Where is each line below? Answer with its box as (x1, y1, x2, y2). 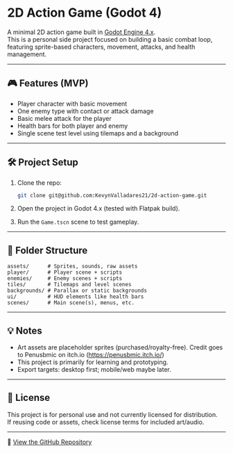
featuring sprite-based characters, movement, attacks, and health (7, 42, 196, 51)
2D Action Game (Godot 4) (7, 5, 162, 21)
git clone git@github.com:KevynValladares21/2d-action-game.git (17, 192, 207, 199)
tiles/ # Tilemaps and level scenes (7, 281, 132, 288)
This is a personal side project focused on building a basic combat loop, (7, 35, 213, 43)
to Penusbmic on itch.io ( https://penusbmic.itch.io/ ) (17, 351, 164, 359)
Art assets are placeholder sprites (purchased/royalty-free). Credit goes (17, 343, 223, 352)
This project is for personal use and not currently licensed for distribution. (7, 410, 218, 418)
